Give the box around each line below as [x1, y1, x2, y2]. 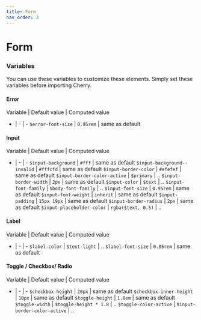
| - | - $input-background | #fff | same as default [14, 159, 135, 166]
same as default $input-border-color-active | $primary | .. [14, 172, 161, 179]
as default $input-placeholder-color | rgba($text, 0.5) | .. [14, 204, 162, 211]
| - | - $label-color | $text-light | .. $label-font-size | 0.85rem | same [14, 243, 191, 250]
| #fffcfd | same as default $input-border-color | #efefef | [35, 166, 182, 173]
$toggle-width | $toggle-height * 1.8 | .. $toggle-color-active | [14, 300, 176, 307]
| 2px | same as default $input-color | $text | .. [49, 178, 164, 186]
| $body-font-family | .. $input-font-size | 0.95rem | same [46, 184, 190, 192]
